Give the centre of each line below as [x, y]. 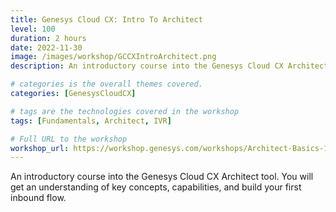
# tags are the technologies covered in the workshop [125, 111]
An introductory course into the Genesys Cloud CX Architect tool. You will [162, 177]
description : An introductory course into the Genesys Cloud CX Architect [169, 66]
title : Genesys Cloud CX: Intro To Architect [106, 19]
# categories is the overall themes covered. [106, 84]
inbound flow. [38, 198]
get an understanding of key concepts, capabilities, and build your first [156, 187]
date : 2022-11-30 [46, 47]
